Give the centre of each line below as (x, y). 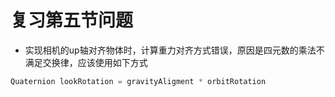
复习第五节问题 (72, 20)
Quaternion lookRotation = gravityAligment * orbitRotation (138, 81)
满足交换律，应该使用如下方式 (86, 62)
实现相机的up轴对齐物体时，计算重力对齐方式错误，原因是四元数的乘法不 (174, 50)
